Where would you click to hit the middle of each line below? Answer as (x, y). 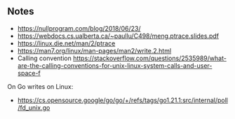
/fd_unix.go (34, 107)
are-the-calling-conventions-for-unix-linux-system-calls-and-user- (115, 65)
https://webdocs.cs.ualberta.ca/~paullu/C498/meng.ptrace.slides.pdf (118, 36)
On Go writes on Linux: (40, 86)
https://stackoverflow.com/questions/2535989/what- (149, 58)
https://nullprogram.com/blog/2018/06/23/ (79, 28)
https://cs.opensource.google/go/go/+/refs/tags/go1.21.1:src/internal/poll (122, 100)
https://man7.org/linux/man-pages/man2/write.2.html (94, 50)
